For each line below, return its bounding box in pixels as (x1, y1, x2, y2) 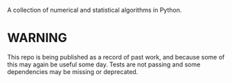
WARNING (7, 30, 67, 46)
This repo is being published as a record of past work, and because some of (7, 53, 225, 61)
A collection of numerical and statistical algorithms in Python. (7, 6, 182, 14)
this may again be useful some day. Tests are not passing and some (7, 60, 201, 68)
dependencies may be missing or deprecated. (7, 67, 139, 75)
